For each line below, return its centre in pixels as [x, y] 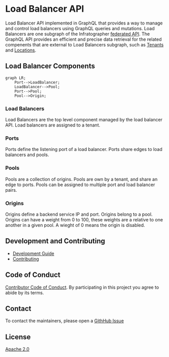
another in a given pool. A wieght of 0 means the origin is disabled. [75, 225]
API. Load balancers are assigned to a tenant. [53, 125]
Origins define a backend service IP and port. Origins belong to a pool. [79, 214]
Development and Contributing [55, 241]
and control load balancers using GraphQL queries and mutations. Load [80, 28]
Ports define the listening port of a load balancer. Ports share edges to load [84, 149]
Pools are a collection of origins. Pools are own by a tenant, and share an [81, 179]
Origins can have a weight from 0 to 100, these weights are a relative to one [84, 219]
